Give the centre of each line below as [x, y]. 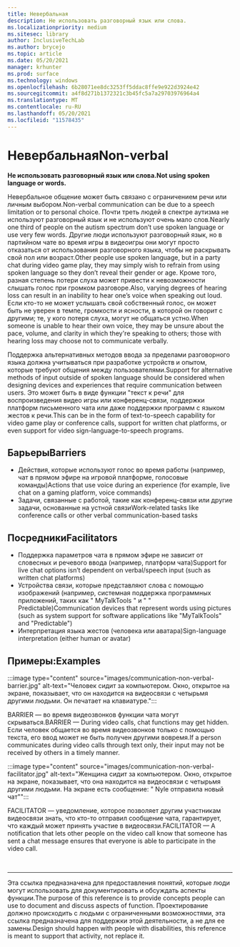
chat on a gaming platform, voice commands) [85, 492]
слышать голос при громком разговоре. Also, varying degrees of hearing [117, 288]
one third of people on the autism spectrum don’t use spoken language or [116, 227]
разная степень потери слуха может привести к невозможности [106, 280]
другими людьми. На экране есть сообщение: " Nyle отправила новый [116, 789]
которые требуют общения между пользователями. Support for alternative [120, 370]
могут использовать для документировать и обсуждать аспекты [106, 890]
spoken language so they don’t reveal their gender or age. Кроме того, [112, 273]
